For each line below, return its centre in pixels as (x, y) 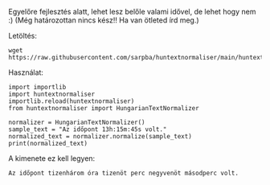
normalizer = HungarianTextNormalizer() (77, 122)
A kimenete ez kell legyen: (52, 158)
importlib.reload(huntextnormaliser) (72, 101)
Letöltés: (23, 36)
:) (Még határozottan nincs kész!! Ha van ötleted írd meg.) (104, 20)
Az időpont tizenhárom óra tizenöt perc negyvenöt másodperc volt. (124, 173)
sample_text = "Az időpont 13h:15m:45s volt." (88, 129)
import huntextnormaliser (51, 94)
